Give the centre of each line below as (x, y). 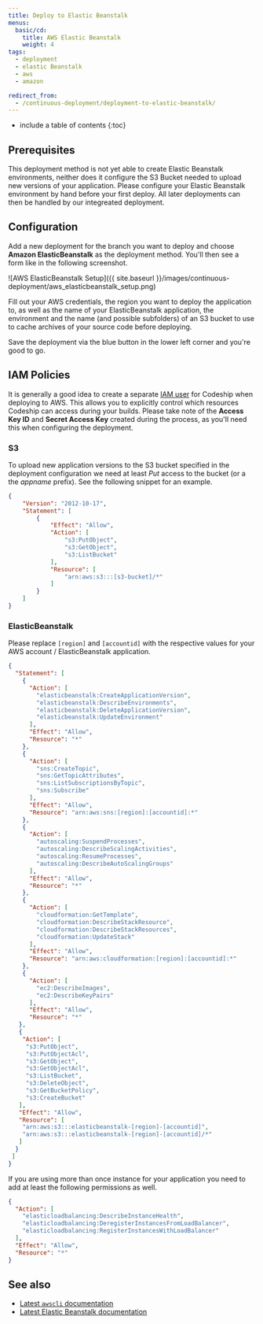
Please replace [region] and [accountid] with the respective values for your (131, 643)
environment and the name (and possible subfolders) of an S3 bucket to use (131, 318)
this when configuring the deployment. (71, 427)
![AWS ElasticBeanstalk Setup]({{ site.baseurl (81, 278)
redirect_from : (33, 95)
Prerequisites (42, 150)
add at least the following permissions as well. (82, 1187)
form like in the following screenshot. (68, 263)
